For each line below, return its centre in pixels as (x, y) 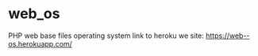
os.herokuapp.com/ (40, 43)
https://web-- (227, 35)
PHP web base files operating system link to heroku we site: (106, 35)
